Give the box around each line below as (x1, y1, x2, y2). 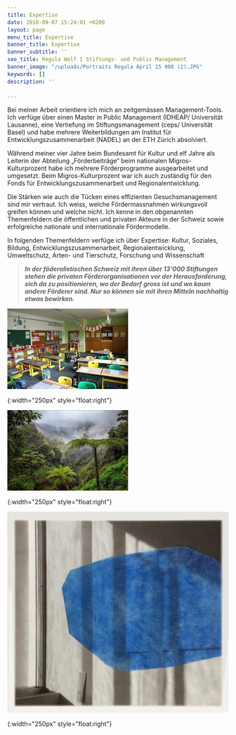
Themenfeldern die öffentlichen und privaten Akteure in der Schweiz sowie (7, 215, 225, 224)
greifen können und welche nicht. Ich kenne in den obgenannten (7, 207, 194, 216)
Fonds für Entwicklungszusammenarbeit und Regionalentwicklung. (7, 179, 201, 188)
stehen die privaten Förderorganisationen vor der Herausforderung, (24, 272, 228, 281)
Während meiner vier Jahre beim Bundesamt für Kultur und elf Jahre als (7, 149, 216, 158)
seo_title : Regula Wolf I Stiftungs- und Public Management (7, 56, 188, 63)
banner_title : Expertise (7, 41, 80, 49)
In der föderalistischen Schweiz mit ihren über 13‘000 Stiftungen (24, 264, 218, 274)
